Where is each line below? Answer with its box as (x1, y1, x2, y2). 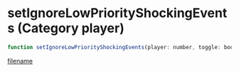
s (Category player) (7, 20, 124, 36)
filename (7, 56, 33, 65)
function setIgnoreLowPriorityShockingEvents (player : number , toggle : (7, 43, 221, 51)
